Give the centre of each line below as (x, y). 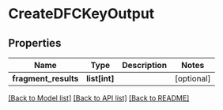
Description (145, 65)
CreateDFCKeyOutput (81, 14)
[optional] (193, 78)
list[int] (100, 78)
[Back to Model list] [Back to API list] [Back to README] (99, 98)
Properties (35, 43)
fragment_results (45, 78)
